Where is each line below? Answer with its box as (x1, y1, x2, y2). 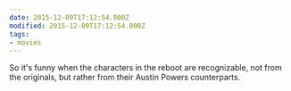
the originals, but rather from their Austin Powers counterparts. (9, 72, 241, 83)
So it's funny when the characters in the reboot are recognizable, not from (9, 62, 283, 73)
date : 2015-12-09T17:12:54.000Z (9, 12, 129, 22)
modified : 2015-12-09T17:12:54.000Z (9, 21, 145, 30)
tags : (9, 29, 29, 38)
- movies (9, 37, 42, 47)
